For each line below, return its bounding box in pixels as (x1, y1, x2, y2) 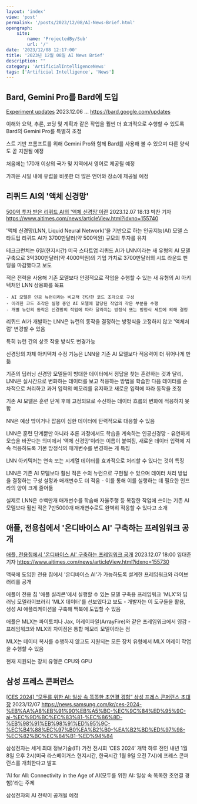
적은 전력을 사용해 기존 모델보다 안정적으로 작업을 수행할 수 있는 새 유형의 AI (6, 274, 181, 281)
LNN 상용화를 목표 (21, 281, 64, 289)
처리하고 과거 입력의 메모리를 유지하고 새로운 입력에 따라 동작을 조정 (26, 385, 182, 392)
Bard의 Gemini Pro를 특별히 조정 (6, 128, 82, 135)
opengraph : (6, 25, 33, 31)
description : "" (6, 58, 46, 64)
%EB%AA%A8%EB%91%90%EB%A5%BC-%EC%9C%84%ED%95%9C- (6, 707, 186, 714)
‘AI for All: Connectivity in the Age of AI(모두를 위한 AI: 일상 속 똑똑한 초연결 (6, 772, 183, 779)
